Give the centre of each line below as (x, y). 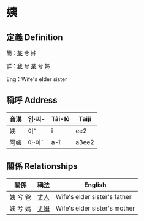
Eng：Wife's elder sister (37, 79)
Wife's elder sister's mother (95, 208)
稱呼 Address (32, 100)
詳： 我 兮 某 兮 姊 (28, 66)
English (95, 185)
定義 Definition (35, 37)
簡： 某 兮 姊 (21, 53)
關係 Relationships (42, 166)
